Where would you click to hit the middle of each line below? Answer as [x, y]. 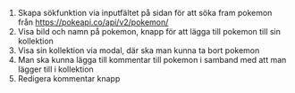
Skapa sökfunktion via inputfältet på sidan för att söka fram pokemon [145, 13]
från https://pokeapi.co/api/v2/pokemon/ [93, 22]
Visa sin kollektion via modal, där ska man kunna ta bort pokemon [139, 50]
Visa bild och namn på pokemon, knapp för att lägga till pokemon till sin [149, 31]
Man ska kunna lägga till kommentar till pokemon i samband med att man [152, 60]
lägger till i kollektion [55, 69]
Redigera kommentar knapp [69, 78]
